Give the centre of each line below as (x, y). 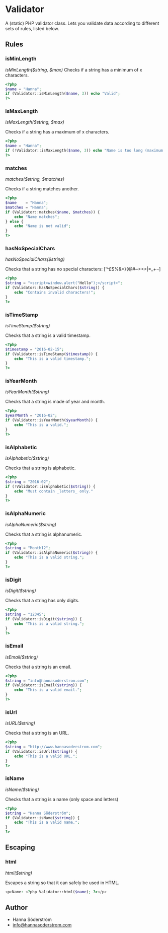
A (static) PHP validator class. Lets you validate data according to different (82, 23)
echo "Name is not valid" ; (43, 226)
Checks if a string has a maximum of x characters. (57, 132)
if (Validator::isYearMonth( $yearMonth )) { (52, 420)
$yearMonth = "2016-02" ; (31, 416)
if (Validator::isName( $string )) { (43, 818)
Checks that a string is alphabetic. (40, 468)
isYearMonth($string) (27, 392)
